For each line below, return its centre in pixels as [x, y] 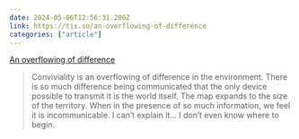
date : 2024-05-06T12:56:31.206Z [70, 17]
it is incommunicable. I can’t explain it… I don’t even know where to [155, 115]
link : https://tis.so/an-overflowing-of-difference [108, 26]
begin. [43, 125]
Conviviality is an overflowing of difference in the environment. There [159, 77]
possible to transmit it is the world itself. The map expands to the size [159, 96]
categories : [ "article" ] [56, 34]
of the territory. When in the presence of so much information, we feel [161, 106]
